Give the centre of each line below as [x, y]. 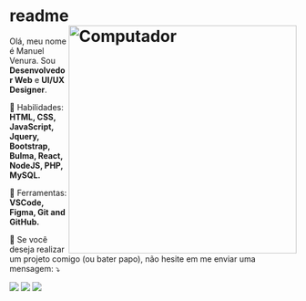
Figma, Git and [37, 212]
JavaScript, [32, 126]
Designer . [28, 89]
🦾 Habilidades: [36, 107]
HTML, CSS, [33, 117]
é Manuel [27, 50]
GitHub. [25, 222]
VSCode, [26, 202]
